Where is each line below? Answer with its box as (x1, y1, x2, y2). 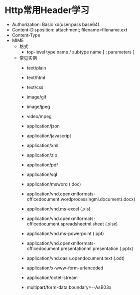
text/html (26, 74, 45, 80)
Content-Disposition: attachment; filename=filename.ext (11, 26, 128, 32)
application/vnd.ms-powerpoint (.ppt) (26, 230, 104, 236)
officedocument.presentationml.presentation (26, 245, 119, 251)
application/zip (26, 152, 58, 158)
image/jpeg (26, 103, 50, 109)
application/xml (26, 142, 59, 148)
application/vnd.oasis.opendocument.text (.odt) (26, 255, 125, 261)
